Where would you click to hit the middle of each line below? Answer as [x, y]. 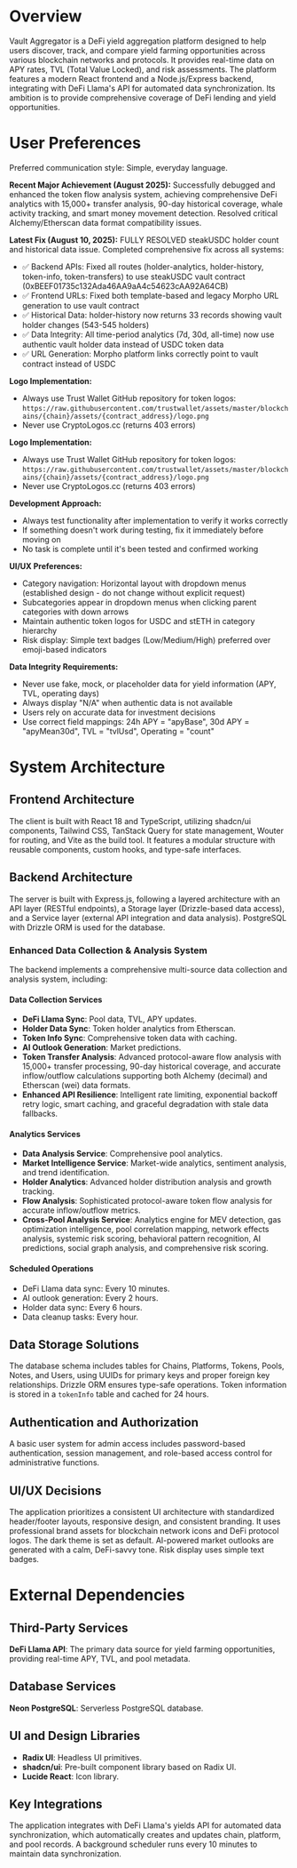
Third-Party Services [69, 1627]
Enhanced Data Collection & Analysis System [109, 950]
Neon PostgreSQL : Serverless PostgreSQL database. [106, 1708]
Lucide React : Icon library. [70, 1776]
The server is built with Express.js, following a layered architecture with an [145, 899]
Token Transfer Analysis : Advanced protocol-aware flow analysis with [152, 1057]
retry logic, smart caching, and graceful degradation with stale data [145, 1104]
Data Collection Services [56, 999]
